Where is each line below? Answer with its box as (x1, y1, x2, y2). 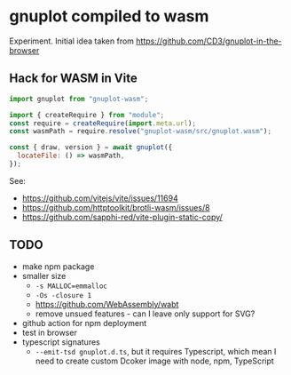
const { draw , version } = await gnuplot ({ (9, 143, 173, 152)
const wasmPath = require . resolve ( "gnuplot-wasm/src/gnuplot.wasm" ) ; (9, 127, 272, 136)
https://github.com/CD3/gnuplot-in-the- (136, 36, 282, 46)
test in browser (21, 327, 77, 338)
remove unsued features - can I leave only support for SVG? (35, 308, 256, 319)
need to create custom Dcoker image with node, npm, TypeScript (35, 355, 275, 366)
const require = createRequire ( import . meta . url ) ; (9, 118, 197, 128)
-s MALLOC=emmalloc (35, 282, 108, 291)
